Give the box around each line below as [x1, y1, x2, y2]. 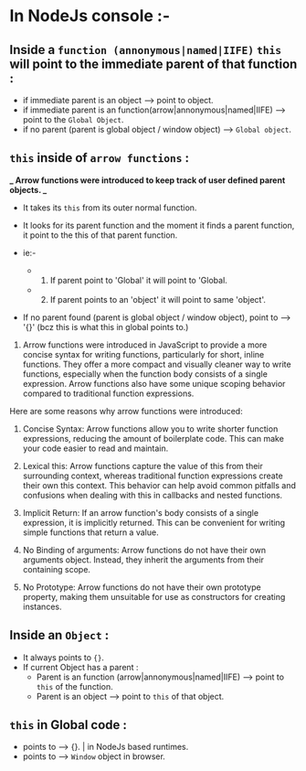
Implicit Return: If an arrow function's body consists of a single [22, 507, 259, 518]
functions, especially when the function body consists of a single [22, 368, 268, 380]
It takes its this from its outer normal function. [22, 202, 197, 213]
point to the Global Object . [22, 114, 124, 124]
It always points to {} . [22, 651, 105, 663]
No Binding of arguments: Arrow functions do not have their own [22, 544, 267, 555]
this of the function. [36, 680, 114, 691]
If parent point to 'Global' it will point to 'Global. [49, 274, 228, 285]
